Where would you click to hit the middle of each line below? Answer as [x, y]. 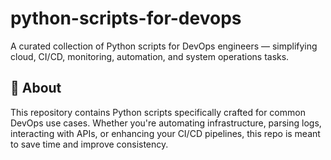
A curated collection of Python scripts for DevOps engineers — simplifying [164, 46]
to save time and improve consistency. [89, 144]
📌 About [36, 88]
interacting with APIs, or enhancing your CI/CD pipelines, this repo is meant [165, 133]
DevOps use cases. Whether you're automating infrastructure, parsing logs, [166, 123]
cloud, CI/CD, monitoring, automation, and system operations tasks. [150, 56]
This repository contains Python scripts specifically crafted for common [158, 112]
